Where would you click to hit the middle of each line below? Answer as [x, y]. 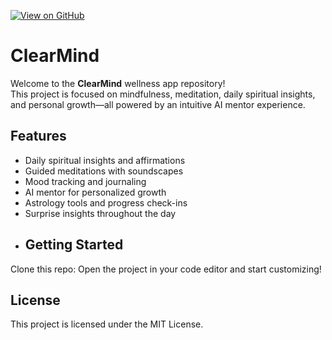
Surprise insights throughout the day [100, 213]
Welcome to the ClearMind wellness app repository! [118, 83]
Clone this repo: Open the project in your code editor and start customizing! [166, 269]
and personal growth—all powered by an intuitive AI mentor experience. [158, 104]
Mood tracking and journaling [85, 181]
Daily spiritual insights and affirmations [105, 160]
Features [38, 136]
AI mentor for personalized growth [95, 192]
